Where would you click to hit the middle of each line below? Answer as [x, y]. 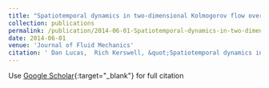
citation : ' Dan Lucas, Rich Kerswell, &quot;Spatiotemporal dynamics [130, 53]
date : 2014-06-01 [37, 38]
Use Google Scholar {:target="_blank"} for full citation [96, 76]
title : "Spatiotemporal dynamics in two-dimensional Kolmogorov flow [127, 16]
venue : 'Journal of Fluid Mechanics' [71, 46]
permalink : [26, 30]
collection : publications [51, 23]
